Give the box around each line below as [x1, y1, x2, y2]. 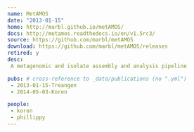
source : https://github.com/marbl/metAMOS [7, 37, 134, 44]
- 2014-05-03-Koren [10, 88, 68, 95]
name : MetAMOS [7, 10, 49, 18]
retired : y [7, 50, 39, 57]
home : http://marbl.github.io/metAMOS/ [7, 23, 124, 30]
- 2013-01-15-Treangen [10, 81, 77, 88]
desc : [7, 56, 23, 63]
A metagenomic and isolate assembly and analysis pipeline [10, 62, 188, 70]
